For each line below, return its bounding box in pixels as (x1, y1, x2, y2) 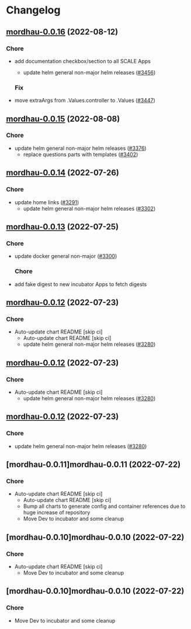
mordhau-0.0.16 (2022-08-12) (6, 27, 119, 37)
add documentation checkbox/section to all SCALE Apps (14, 57, 151, 64)
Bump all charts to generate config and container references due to (23, 503, 186, 510)
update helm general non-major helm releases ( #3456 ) (23, 68, 156, 76)
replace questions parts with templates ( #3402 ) (23, 150, 138, 158)
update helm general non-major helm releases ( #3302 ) (23, 205, 156, 212)
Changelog (6, 4, 61, 17)
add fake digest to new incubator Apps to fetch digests (14, 280, 147, 287)
